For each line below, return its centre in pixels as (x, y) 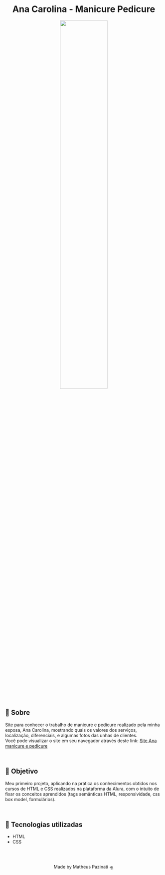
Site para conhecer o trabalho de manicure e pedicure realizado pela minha (83, 725)
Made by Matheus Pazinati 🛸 (84, 867)
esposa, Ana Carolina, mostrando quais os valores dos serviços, (71, 730)
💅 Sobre (18, 713)
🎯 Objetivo (22, 771)
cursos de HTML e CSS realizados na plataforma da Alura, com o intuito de (82, 789)
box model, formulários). (30, 799)
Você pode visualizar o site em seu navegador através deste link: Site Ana (81, 741)
